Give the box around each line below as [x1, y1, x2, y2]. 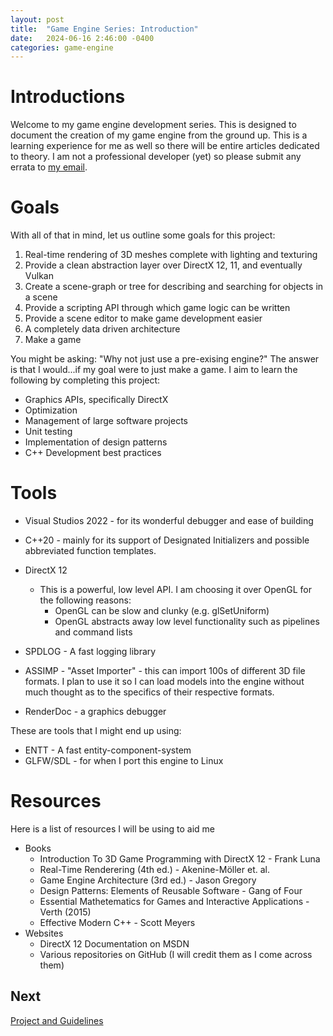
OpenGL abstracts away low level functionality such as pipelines [54, 616, 320, 628]
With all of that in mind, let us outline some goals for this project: [10, 229, 276, 241]
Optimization [24, 404, 78, 416]
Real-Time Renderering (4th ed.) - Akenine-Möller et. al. [39, 864, 270, 875]
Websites [24, 927, 64, 939]
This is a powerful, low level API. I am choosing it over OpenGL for [39, 584, 312, 596]
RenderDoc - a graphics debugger [24, 706, 167, 718]
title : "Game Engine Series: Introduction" [10, 24, 199, 34]
